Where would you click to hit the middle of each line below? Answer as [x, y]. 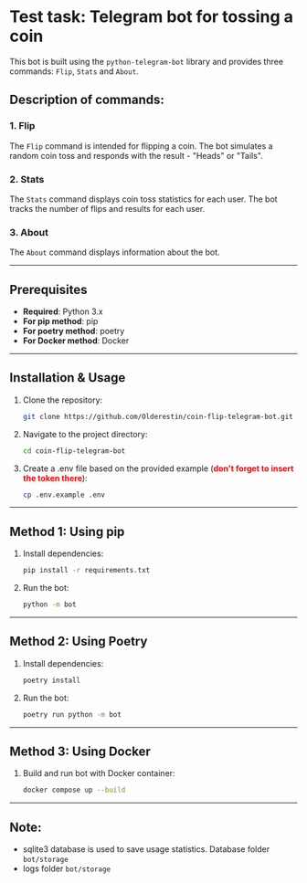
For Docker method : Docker [76, 341]
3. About [29, 232]
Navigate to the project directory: [85, 434]
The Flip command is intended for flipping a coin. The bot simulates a [141, 146]
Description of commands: [87, 100]
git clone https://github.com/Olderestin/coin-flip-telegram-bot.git [158, 416]
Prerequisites [48, 289]
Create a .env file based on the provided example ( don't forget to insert [158, 468]
